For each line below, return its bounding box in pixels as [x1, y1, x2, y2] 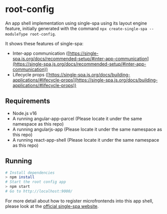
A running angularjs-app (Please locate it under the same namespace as [12, 126, 162, 132]
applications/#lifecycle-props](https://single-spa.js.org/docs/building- [12, 77, 158, 83]
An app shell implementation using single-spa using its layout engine [5, 20, 147, 26]
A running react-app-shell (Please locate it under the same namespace [12, 137, 159, 143]
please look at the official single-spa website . [5, 203, 99, 209]
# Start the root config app [5, 179, 66, 184]
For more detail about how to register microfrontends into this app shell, [5, 197, 154, 204]
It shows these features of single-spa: [5, 40, 84, 46]
